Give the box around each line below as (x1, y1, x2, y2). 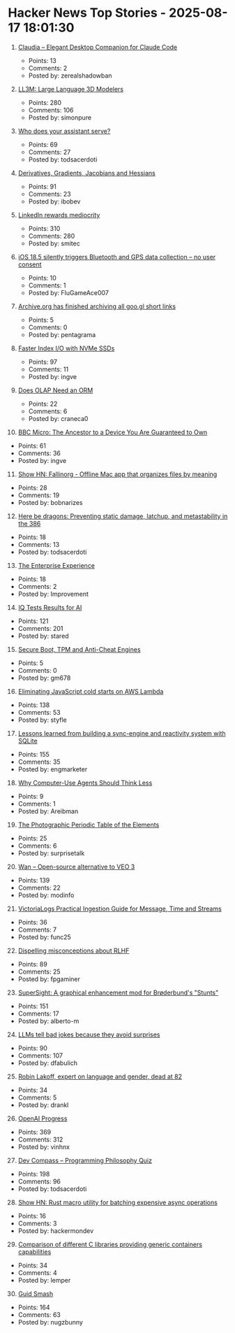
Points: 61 (17, 441, 46, 450)
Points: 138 (17, 701, 50, 709)
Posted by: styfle (17, 715, 67, 724)
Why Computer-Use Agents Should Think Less (17, 778, 153, 787)
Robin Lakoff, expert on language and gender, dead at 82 (17, 1072, 183, 1081)
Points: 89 (17, 960, 47, 968)
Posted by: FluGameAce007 (28, 288, 109, 297)
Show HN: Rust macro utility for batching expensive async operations (17, 1198, 218, 1206)
